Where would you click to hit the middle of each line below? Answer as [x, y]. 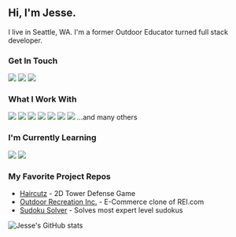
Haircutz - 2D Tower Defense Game [77, 193]
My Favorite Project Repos [60, 176]
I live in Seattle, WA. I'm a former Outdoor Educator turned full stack [118, 31]
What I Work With [42, 99]
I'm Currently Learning [52, 138]
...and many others [107, 117]
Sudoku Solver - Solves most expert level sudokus [101, 210]
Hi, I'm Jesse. [42, 13]
